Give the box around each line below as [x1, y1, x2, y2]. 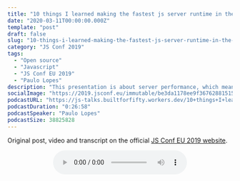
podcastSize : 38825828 [7, 116, 75, 123]
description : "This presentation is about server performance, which [7, 83, 219, 90]
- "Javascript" [14, 63, 59, 71]
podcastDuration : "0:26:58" [7, 103, 91, 110]
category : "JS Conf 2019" [7, 43, 84, 51]
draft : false [7, 30, 46, 38]
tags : [7, 51, 24, 58]
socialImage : [7, 90, 46, 97]
